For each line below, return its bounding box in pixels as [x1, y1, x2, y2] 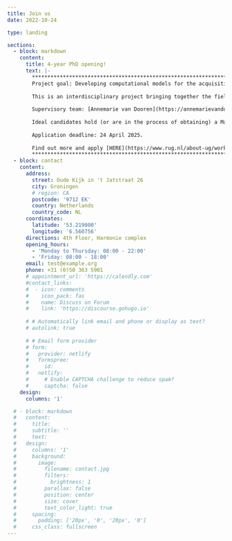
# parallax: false [13, 485, 91, 492]
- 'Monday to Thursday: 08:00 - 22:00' [32, 247, 147, 255]
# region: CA [32, 190, 70, 196]
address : [25, 170, 51, 177]
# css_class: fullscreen [13, 524, 97, 531]
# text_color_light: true [13, 504, 113, 511]
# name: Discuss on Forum [25, 299, 110, 306]
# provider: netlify [25, 350, 91, 357]
